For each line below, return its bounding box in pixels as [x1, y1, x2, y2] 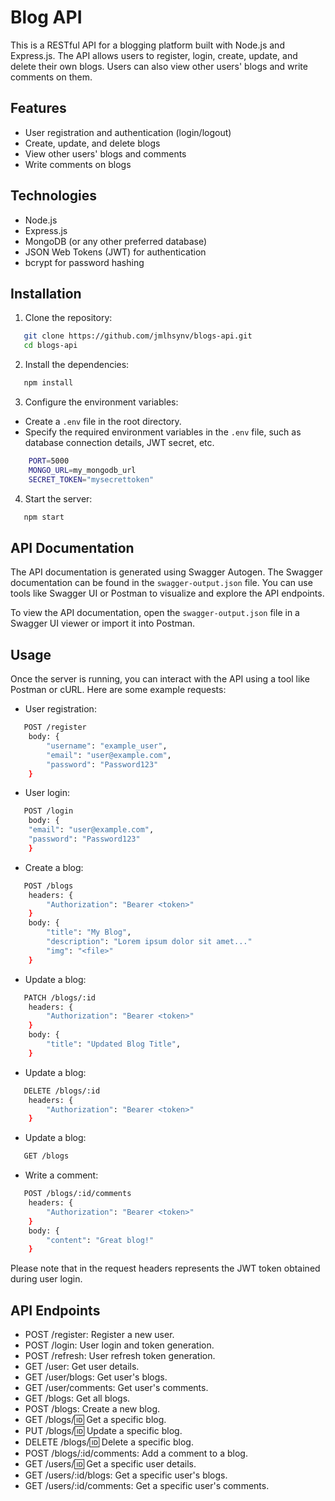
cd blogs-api [23, 341, 78, 351]
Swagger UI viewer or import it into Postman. [10, 617, 195, 630]
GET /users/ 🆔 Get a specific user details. [24, 1458, 197, 1470]
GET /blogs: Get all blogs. [24, 1392, 131, 1405]
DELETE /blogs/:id [23, 1086, 101, 1096]
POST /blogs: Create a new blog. [24, 1403, 160, 1415]
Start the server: [24, 492, 93, 505]
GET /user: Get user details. [24, 1361, 140, 1373]
